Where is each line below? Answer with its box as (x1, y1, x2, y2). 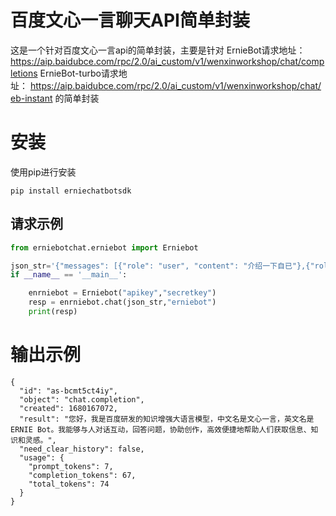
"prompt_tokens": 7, (28, 461, 114, 471)
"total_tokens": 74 (28, 479, 110, 489)
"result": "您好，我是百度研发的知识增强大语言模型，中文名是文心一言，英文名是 (19, 414, 315, 424)
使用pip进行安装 (10, 166, 77, 178)
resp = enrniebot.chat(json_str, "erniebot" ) (28, 297, 217, 308)
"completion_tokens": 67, (28, 470, 137, 480)
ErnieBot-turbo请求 (39, 67, 119, 79)
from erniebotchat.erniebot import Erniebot (10, 242, 199, 253)
